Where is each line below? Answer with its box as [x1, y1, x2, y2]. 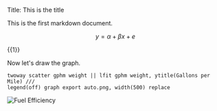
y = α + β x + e [95, 32, 136, 40]
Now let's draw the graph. [7, 59, 81, 67]
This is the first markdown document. [7, 19, 113, 27]
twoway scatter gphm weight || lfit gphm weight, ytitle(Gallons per [7, 72, 211, 79]
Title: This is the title [7, 6, 65, 14]
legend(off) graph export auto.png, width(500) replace [7, 84, 170, 91]
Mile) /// [7, 78, 36, 85]
